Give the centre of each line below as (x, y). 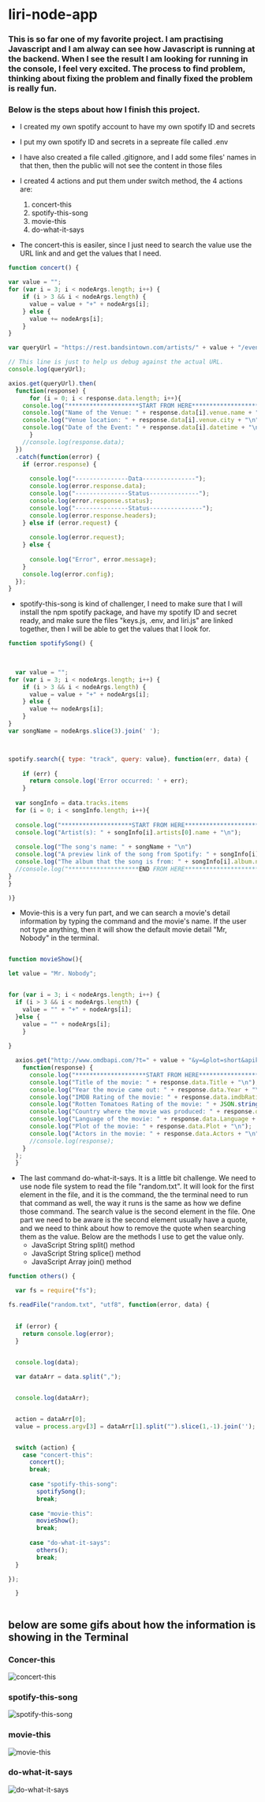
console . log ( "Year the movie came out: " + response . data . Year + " (142, 1090)
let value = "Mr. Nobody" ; (52, 974)
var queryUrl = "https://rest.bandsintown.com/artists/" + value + (121, 348)
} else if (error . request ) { (70, 523)
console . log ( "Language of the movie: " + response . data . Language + (142, 1119)
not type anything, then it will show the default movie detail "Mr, (123, 930)
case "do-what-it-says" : (70, 1543)
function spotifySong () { (50, 644)
